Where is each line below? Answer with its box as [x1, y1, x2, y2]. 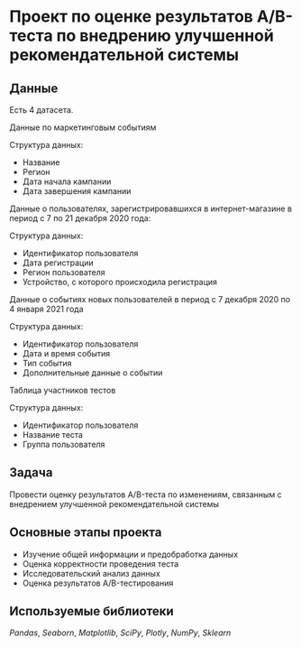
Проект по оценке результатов [9, 6, 254, 27]
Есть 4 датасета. [9, 105, 74, 115]
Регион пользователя [22, 267, 105, 277]
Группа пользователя [22, 439, 105, 449]
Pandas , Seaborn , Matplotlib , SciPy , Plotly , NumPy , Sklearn [9, 627, 232, 638]
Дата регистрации [22, 257, 95, 268]
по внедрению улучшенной [56, 25, 275, 46]
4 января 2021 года [9, 304, 84, 314]
